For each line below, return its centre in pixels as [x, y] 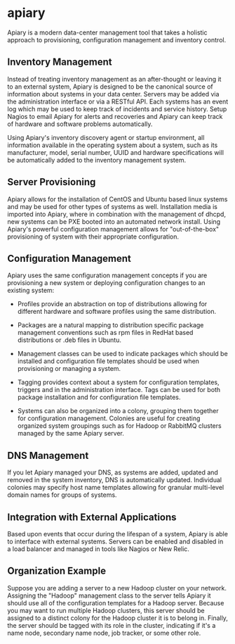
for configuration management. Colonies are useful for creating [109, 418]
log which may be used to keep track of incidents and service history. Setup [117, 109]
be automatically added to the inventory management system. [97, 160]
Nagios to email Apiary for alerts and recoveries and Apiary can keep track [115, 116]
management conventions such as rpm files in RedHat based [105, 333]
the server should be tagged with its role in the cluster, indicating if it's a [112, 625]
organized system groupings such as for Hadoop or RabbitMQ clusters [120, 426]
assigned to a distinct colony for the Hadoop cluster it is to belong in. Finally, [117, 618]
